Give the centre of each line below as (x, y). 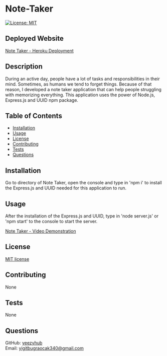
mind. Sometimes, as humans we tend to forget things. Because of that (78, 84)
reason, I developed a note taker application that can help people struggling (83, 89)
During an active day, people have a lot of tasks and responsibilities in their (83, 79)
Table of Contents (34, 116)
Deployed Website (35, 39)
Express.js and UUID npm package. (42, 100)
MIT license (17, 259)
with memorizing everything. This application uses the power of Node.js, (80, 95)
